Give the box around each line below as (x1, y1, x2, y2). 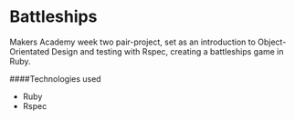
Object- (257, 36, 287, 47)
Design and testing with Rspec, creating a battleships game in (51, 45, 285, 56)
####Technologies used (9, 73, 102, 84)
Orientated (9, 45, 50, 56)
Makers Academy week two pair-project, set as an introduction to (9, 36, 256, 47)
